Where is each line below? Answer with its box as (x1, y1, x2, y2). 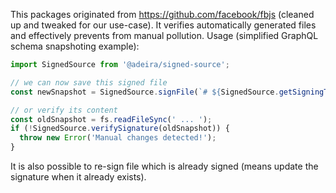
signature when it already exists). (10, 171, 147, 183)
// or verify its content (10, 105, 118, 115)
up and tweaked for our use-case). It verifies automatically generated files (10, 19, 317, 31)
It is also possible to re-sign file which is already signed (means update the (10, 160, 319, 172)
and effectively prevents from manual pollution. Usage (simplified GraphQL (10, 30, 319, 41)
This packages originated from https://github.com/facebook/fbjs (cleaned (10, 9, 315, 20)
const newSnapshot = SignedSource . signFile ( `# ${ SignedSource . (10, 87, 280, 97)
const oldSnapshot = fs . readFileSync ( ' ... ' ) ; (10, 114, 213, 124)
